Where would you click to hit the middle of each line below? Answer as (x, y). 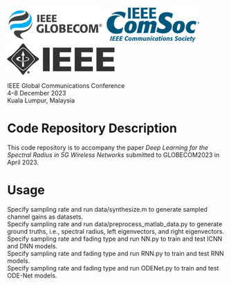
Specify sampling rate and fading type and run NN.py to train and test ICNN (115, 239)
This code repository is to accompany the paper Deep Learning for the (108, 147)
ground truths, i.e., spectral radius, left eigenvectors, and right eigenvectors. (116, 231)
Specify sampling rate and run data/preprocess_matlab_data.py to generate (115, 224)
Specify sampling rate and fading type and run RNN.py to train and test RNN (116, 253)
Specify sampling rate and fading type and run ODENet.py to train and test (113, 268)
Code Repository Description (92, 128)
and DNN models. (32, 246)
